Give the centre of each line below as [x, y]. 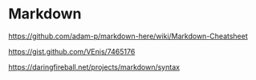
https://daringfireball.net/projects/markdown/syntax [94, 67]
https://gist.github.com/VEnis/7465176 [72, 51]
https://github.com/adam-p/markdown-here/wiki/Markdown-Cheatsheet [128, 36]
